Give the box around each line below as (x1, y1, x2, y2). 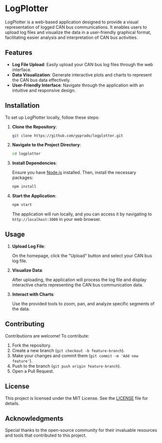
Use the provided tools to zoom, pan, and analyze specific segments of (12, 301, 155, 306)
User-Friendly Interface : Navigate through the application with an (12, 82, 144, 88)
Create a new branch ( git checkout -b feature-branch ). (12, 347, 125, 353)
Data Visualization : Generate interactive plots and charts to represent (12, 71, 152, 78)
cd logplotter (12, 151, 41, 156)
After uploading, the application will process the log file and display (12, 277, 146, 283)
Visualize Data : (12, 267, 44, 273)
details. (5, 400, 20, 406)
